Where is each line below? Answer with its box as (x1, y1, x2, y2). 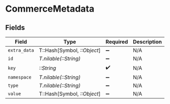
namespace (8, 75, 32, 80)
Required (105, 39, 128, 45)
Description (133, 39, 162, 45)
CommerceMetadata (5, 3, 95, 15)
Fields (5, 23, 25, 32)
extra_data (8, 48, 34, 53)
